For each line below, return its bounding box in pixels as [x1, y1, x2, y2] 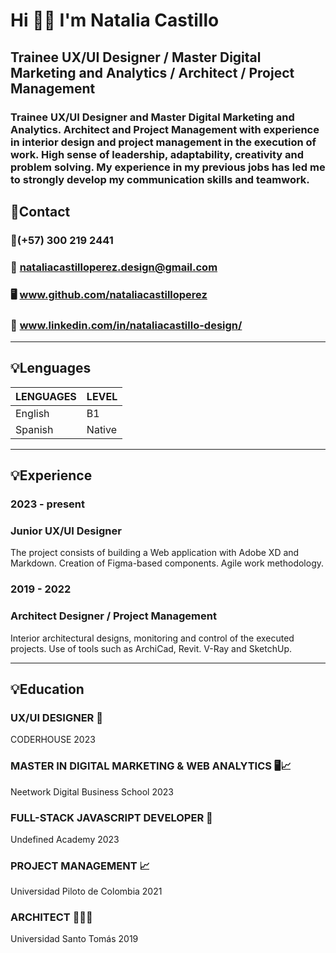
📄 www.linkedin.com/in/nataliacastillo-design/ [10, 318, 243, 332]
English [15, 406, 50, 420]
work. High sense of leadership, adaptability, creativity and [10, 147, 305, 161]
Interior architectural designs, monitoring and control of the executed [10, 632, 295, 644]
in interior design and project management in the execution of [10, 135, 317, 149]
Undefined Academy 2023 [10, 833, 120, 845]
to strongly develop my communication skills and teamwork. [10, 172, 310, 186]
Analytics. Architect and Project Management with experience [10, 122, 320, 136]
